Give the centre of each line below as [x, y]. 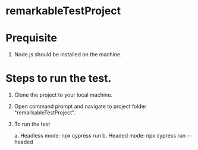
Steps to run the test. [59, 79]
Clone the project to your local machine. [63, 95]
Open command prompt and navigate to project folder [80, 106]
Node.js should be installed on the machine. [68, 55]
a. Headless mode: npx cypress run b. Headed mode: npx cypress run [100, 136]
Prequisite [32, 38]
